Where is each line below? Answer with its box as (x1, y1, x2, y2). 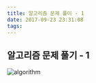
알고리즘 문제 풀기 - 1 (7, 49, 90, 61)
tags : (7, 22, 22, 29)
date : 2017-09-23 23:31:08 (7, 16, 84, 23)
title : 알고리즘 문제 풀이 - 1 (7, 10, 84, 17)
